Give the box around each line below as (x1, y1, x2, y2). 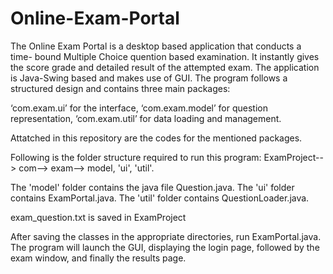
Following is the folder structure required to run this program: (10, 151, 262, 163)
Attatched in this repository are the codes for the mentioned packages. (10, 132, 303, 144)
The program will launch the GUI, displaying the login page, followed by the (10, 241, 320, 253)
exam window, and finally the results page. (10, 252, 187, 264)
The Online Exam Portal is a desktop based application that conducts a (10, 40, 302, 52)
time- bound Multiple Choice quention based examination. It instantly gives (10, 50, 320, 62)
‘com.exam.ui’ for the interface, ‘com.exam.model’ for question (10, 102, 268, 114)
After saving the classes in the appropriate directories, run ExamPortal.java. (10, 230, 322, 242)
